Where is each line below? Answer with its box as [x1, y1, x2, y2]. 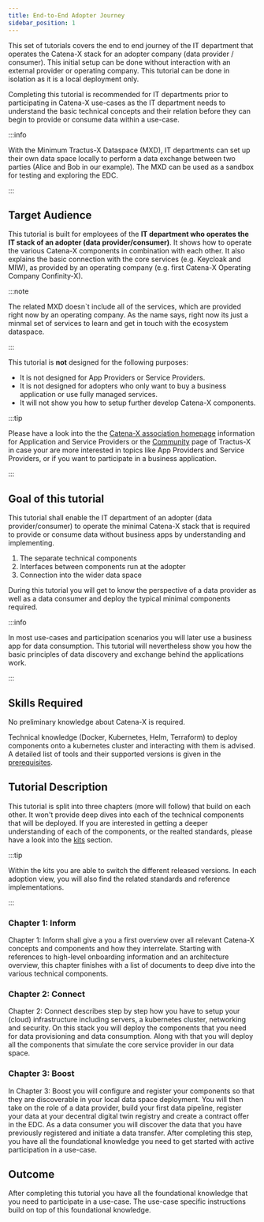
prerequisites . [8, 757, 54, 767]
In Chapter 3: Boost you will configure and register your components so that [8, 1086, 255, 1096]
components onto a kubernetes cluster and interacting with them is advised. [8, 740, 256, 750]
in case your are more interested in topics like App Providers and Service [8, 445, 245, 455]
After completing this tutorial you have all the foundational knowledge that [8, 1189, 248, 1198]
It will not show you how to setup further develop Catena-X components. [19, 398, 256, 407]
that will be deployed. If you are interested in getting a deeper [8, 818, 209, 827]
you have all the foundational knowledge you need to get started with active [8, 1136, 255, 1145]
